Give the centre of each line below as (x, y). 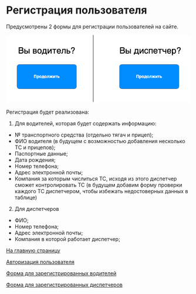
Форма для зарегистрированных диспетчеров (65, 285)
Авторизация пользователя (40, 262)
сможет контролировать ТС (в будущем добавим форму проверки (98, 185)
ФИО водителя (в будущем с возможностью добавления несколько (100, 141)
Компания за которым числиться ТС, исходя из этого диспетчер (96, 179)
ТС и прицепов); (35, 147)
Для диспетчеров (37, 209)
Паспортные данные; (41, 153)
